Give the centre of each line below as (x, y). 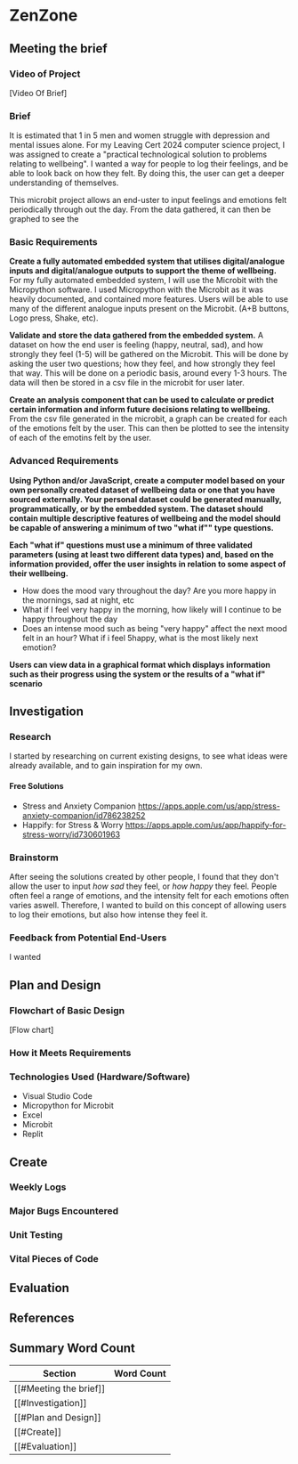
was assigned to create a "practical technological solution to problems (138, 155)
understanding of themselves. (64, 183)
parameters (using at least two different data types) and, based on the (141, 554)
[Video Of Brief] (38, 93)
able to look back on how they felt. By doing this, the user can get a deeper (147, 174)
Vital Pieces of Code (54, 1259)
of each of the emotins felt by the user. (81, 438)
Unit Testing (36, 1235)
